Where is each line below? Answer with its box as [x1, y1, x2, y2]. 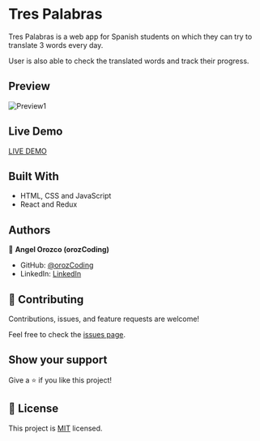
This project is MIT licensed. [8, 423, 103, 433]
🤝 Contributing [8, 293, 84, 306]
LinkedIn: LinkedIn [19, 269, 82, 279]
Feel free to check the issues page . [8, 330, 126, 339]
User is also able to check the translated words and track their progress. [8, 56, 249, 66]
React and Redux [19, 199, 78, 209]
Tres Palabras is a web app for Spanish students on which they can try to [8, 32, 253, 41]
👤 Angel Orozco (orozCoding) [8, 245, 109, 255]
